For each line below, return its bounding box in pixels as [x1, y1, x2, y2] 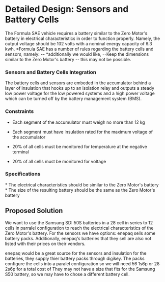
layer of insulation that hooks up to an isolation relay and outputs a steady [5, 85, 155, 91]
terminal [12, 149, 29, 155]
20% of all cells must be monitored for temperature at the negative [12, 143, 147, 149]
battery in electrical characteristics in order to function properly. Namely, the [5, 35, 160, 41]
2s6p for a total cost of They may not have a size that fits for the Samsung [5, 266, 156, 272]
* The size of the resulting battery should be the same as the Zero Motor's [5, 187, 156, 193]
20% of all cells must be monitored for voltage [12, 158, 107, 164]
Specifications [5, 171, 41, 177]
